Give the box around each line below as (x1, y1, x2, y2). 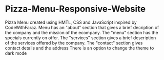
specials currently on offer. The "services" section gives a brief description (5, 35, 156, 41)
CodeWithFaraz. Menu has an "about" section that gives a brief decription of (5, 24, 159, 30)
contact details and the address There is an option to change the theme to (5, 45, 154, 51)
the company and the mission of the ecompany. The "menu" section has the (5, 30, 159, 35)
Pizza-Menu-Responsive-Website (5, 3, 146, 15)
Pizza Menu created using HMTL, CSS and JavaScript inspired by (5, 19, 137, 25)
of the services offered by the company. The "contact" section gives (5, 40, 143, 45)
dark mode (5, 50, 27, 56)
